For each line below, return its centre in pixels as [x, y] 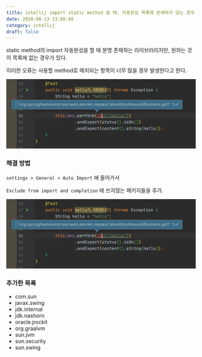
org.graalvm [30, 328]
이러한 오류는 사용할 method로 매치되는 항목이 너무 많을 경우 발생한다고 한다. [97, 70]
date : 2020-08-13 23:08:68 [40, 19]
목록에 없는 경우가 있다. [40, 58]
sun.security [30, 341]
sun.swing [28, 347]
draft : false [23, 32]
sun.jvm [25, 334]
